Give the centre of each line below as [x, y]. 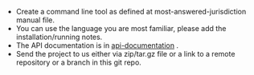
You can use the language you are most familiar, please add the [121, 28]
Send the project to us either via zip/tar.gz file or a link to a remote [125, 54]
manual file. [35, 20]
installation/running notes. [59, 37]
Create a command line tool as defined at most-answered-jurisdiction [131, 12]
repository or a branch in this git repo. [79, 62]
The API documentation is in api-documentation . [97, 45]
